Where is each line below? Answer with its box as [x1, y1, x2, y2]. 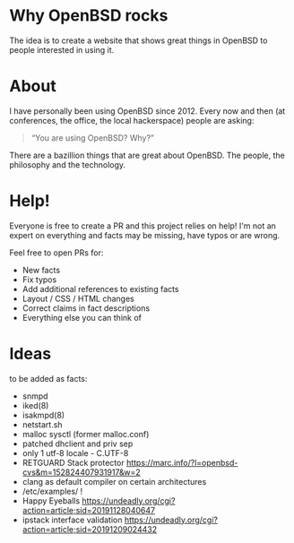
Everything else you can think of [22, 312, 142, 323]
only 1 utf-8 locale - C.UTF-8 [22, 447, 129, 458]
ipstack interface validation [22, 514, 123, 525]
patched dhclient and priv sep [22, 438, 134, 449]
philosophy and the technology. [9, 159, 126, 170]
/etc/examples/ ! [22, 486, 83, 496]
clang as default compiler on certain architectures [22, 476, 207, 487]
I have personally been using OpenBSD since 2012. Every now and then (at [9, 105, 286, 116]
